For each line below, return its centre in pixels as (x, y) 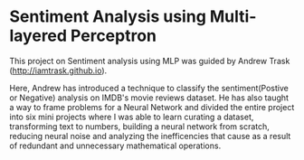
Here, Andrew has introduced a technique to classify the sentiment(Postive (149, 88)
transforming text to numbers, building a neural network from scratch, (139, 126)
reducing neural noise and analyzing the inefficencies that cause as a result (150, 136)
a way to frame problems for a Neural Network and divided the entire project (152, 107)
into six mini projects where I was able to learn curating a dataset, (132, 117)
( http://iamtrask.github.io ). (58, 71)
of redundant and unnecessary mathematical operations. (115, 146)
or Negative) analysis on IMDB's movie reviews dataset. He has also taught (149, 98)
